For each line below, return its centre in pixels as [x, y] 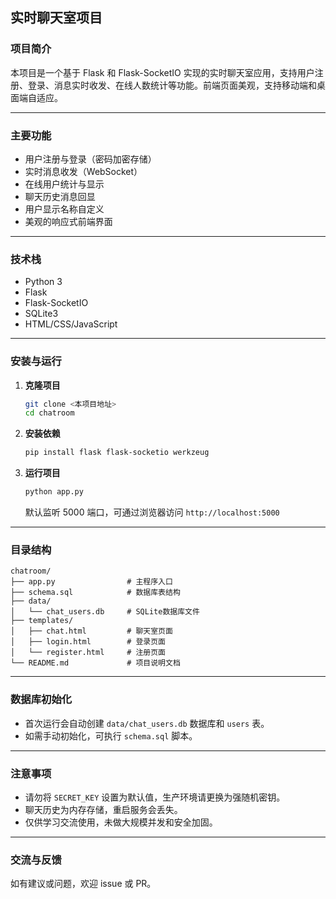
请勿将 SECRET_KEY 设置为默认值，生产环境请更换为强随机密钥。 [155, 797]
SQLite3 [41, 314]
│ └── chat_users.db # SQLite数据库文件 [105, 612]
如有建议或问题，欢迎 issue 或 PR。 [83, 884]
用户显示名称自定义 [64, 209]
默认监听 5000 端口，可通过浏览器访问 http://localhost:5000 [152, 512]
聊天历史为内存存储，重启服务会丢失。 [103, 809]
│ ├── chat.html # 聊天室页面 [91, 631]
